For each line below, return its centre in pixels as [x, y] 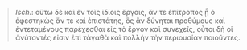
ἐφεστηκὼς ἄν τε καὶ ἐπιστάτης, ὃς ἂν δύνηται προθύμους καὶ [120, 21]
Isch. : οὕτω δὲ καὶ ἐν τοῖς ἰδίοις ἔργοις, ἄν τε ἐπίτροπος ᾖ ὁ [115, 12]
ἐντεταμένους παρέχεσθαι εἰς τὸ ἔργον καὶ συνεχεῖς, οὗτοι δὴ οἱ [124, 29]
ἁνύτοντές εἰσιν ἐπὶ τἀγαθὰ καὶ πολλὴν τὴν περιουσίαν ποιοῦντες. [128, 37]
